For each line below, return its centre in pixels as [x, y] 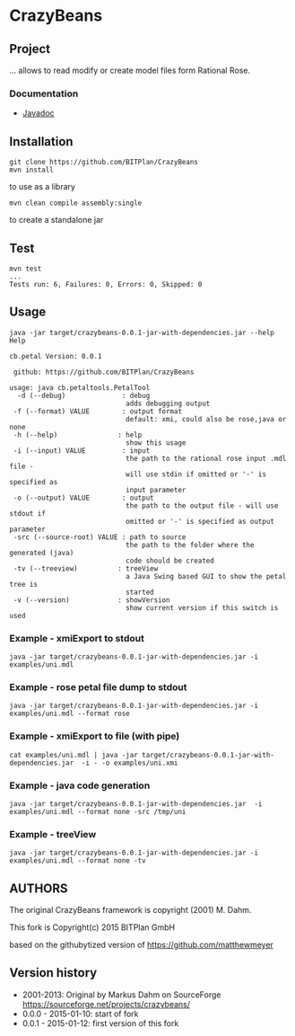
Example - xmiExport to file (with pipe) [95, 736]
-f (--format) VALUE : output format [97, 411]
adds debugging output [168, 403]
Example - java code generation [80, 785]
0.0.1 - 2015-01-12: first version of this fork [100, 1023]
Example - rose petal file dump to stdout [98, 686]
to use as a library [43, 187]
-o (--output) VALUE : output [83, 498]
